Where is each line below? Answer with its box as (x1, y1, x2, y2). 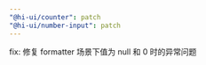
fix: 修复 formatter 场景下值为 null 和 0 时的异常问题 (9, 46, 197, 57)
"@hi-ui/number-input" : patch (9, 21, 122, 30)
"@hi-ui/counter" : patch (9, 12, 101, 22)
